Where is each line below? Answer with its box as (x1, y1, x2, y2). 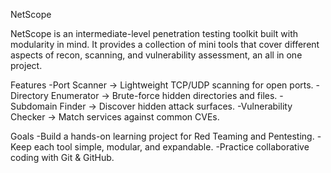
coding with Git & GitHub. (10, 152, 115, 163)
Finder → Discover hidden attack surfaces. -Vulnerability (59, 100, 293, 112)
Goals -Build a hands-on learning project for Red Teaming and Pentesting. (10, 130, 315, 142)
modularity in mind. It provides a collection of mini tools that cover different (10, 39, 320, 50)
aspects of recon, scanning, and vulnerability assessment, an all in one (10, 49, 303, 61)
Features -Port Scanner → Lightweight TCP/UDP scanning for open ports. (10, 79, 314, 91)
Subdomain (10, 100, 58, 112)
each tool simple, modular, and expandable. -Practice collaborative (33, 141, 310, 153)
